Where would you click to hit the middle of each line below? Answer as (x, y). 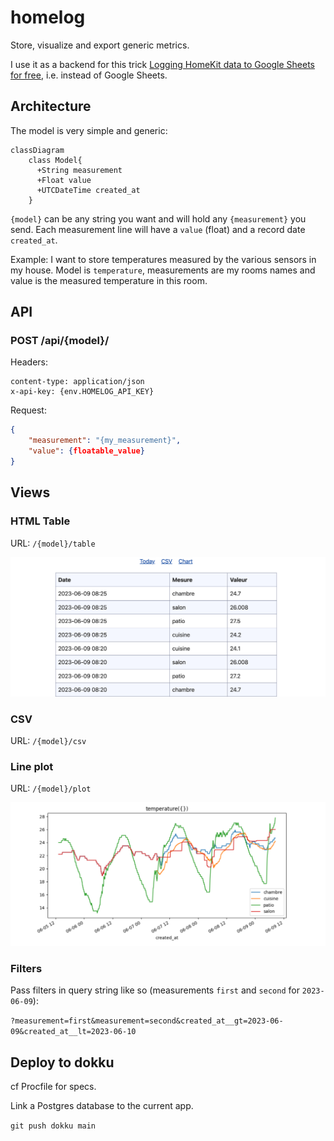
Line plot (32, 766)
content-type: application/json (77, 382)
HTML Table (40, 521)
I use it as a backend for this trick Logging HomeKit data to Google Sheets (163, 64)
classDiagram (37, 150)
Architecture (51, 106)
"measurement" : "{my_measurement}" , (105, 441)
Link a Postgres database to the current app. (102, 1106)
